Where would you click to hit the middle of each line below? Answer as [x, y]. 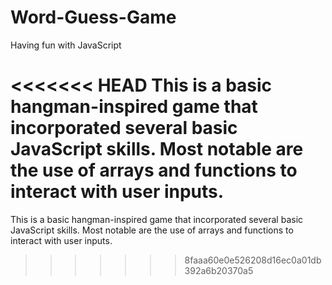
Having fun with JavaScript [66, 45]
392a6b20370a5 [219, 270]
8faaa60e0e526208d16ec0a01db [253, 260]
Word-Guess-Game [93, 17]
